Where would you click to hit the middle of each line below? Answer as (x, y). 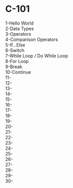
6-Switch (15, 50)
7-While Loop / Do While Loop (37, 56)
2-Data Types (20, 28)
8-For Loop (17, 61)
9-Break (14, 67)
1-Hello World (20, 23)
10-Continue (18, 72)
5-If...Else (15, 45)
